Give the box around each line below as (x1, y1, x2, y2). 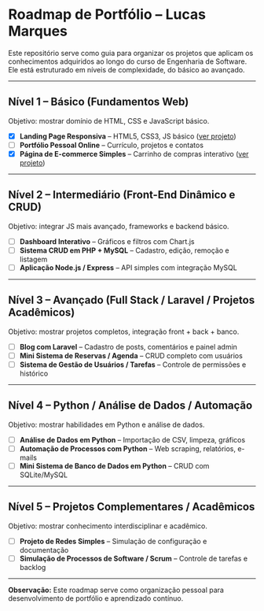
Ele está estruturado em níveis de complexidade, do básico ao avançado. (8, 65, 245, 74)
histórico (19, 368, 49, 378)
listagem (19, 254, 48, 264)
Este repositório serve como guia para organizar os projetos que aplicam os (8, 48, 254, 57)
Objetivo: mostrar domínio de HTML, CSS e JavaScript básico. (8, 116, 210, 125)
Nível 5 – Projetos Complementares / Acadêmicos (8, 500, 255, 513)
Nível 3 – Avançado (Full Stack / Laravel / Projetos (8, 294, 255, 307)
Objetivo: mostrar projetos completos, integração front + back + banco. (8, 327, 240, 336)
